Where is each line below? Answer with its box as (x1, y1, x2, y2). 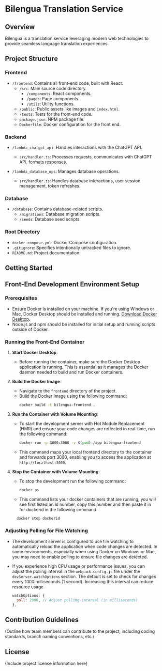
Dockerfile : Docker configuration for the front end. (19, 121, 121, 127)
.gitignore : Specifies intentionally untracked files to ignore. (12, 245, 132, 250)
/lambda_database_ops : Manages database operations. (12, 168, 120, 174)
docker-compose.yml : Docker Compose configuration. (12, 239, 118, 245)
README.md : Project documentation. (12, 250, 81, 255)
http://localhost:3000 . (19, 459, 66, 465)
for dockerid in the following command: (19, 506, 98, 512)
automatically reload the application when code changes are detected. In (12, 544, 158, 549)
